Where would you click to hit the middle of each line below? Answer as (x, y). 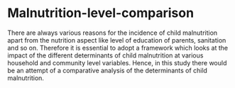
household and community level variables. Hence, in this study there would (117, 62)
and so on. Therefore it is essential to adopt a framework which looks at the (118, 48)
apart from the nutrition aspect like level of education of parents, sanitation (117, 40)
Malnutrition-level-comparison (100, 13)
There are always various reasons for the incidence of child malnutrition (113, 33)
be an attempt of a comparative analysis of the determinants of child (108, 70)
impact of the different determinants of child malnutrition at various (105, 55)
